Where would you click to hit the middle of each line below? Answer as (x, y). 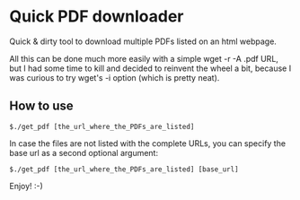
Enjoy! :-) (26, 186)
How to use (41, 106)
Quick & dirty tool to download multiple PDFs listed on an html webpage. (143, 41)
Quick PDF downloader (97, 17)
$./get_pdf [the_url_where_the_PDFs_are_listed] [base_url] (124, 169)
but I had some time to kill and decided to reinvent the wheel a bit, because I (150, 68)
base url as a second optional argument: (84, 152)
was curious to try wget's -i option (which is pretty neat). (115, 77)
